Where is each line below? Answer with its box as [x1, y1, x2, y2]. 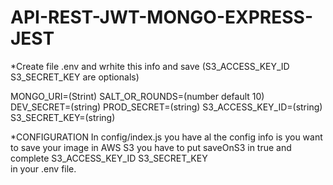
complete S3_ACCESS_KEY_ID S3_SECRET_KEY [10, 152, 208, 164]
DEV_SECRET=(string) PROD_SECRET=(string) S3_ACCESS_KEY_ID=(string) [10, 101, 323, 113]
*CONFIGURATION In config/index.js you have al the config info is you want [10, 131, 323, 143]
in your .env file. [10, 162, 77, 175]
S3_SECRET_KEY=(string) [10, 111, 116, 123]
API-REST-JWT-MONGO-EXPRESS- [10, 6, 313, 29]
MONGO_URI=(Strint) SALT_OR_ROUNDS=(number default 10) [10, 90, 265, 102]
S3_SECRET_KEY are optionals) [10, 71, 140, 83]
